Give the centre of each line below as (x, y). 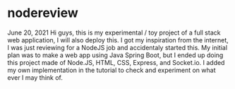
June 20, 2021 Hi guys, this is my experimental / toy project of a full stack (114, 32)
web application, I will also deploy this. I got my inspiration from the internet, (118, 40)
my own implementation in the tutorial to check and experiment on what (112, 70)
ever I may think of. (35, 77)
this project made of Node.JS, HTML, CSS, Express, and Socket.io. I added (116, 62)
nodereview (43, 13)
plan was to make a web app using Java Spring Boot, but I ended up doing (115, 55)
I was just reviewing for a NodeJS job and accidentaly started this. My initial (117, 47)
